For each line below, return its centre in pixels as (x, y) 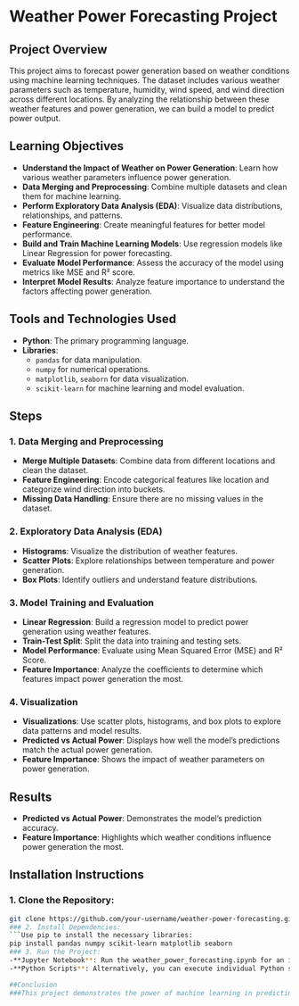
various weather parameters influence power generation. (126, 177)
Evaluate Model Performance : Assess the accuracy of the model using (153, 262)
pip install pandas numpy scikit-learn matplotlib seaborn (121, 944)
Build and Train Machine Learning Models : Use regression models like (152, 244)
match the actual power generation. (87, 750)
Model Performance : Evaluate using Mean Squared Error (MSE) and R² (152, 650)
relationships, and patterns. (72, 215)
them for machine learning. (72, 196)
